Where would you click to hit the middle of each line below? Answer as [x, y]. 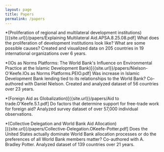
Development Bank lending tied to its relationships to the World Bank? [76, 78]
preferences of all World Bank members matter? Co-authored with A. [75, 139]
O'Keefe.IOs [17, 74]
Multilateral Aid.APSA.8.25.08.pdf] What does [113, 38]
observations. [19, 114]
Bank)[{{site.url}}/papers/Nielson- [113, 68]
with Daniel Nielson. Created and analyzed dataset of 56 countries [91, 84]
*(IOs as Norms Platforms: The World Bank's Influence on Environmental [79, 63]
